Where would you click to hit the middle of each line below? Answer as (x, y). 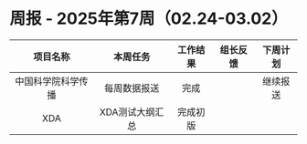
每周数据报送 (132, 87)
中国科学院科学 (47, 81)
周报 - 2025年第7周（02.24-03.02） (148, 19)
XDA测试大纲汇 (132, 112)
